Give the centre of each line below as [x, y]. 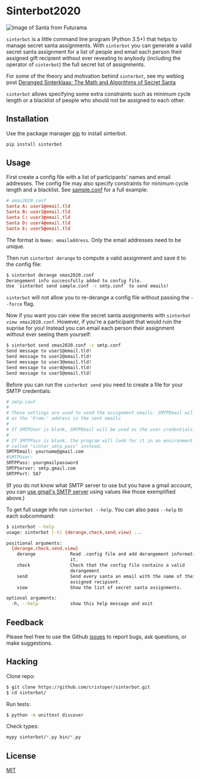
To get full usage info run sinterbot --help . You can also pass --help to [95, 509]
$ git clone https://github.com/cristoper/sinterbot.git [78, 687]
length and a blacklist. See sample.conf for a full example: [77, 190]
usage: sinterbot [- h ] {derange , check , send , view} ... [74, 532]
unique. [15, 246]
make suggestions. [29, 643]
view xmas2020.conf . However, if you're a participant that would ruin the [94, 322]
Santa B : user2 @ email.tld [38, 212]
